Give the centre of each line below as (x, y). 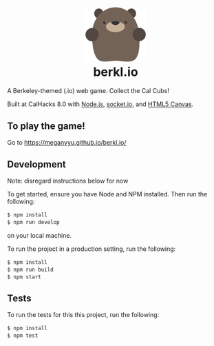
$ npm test (23, 336)
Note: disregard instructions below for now (68, 181)
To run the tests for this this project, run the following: (83, 315)
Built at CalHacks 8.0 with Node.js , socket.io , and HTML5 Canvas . (100, 104)
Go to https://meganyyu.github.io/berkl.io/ (67, 143)
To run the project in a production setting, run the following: (92, 249)
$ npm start (24, 277)
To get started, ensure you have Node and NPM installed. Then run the (107, 194)
